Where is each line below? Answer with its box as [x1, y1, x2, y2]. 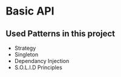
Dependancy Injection [14, 58, 70, 64]
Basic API [5, 4, 55, 18]
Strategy [14, 44, 36, 52]
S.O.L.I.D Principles [14, 64, 63, 71]
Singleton [14, 51, 39, 58]
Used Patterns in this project [5, 28, 116, 39]
